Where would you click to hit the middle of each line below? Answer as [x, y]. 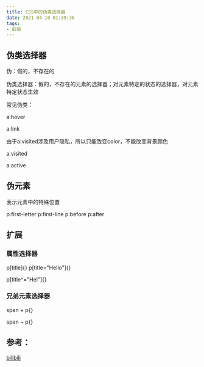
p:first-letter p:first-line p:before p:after [55, 214]
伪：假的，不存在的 [30, 71]
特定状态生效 [22, 92]
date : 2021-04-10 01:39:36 [40, 18]
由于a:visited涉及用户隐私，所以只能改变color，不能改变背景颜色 [87, 142]
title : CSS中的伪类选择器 [36, 12]
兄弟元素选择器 [28, 296]
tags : [13, 23]
